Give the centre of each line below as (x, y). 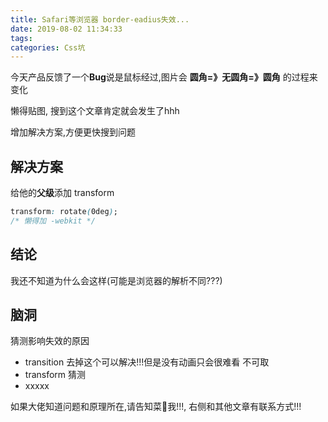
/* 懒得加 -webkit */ (53, 221)
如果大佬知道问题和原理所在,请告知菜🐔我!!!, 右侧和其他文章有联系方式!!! (156, 407)
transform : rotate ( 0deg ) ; (64, 212)
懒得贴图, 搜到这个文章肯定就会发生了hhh (95, 111)
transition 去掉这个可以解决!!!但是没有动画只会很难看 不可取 (147, 362)
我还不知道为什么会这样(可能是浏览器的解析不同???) (116, 280)
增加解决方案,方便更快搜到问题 (73, 132)
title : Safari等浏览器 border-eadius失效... (100, 19)
